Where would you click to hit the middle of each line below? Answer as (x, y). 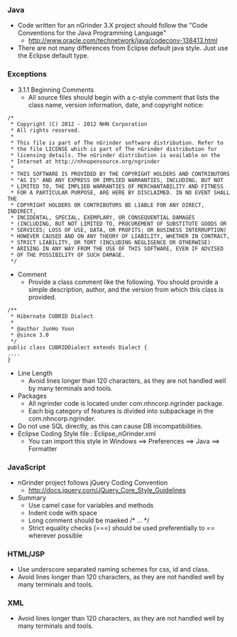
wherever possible (55, 535)
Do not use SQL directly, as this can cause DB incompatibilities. (110, 426)
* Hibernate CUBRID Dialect (52, 316)
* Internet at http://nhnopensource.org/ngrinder (85, 162)
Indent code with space (62, 512)
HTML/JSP (26, 554)
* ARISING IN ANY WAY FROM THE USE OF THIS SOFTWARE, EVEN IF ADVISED (117, 248)
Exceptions (27, 74)
